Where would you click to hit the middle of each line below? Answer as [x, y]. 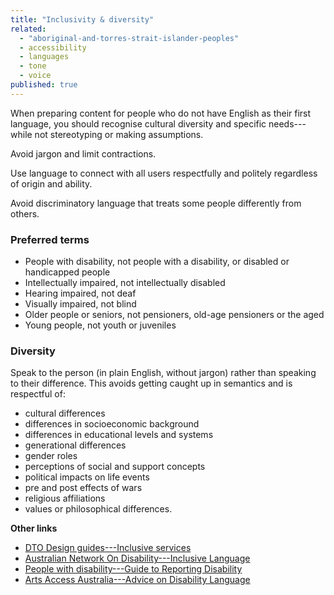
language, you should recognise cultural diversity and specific [138, 123]
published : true [44, 85]
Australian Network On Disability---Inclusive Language [137, 558]
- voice [35, 76]
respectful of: [38, 394]
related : [28, 29]
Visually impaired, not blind [80, 304]
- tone [33, 66]
